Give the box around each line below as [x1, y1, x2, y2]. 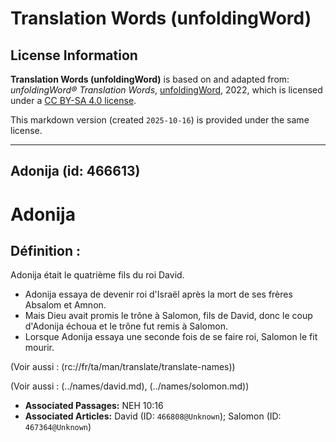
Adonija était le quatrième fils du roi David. [10, 269, 185, 281]
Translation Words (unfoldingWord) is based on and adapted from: [10, 73, 290, 85]
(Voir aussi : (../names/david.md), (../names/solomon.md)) [10, 380, 250, 392]
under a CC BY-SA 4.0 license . [10, 95, 137, 106]
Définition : [10, 242, 81, 259]
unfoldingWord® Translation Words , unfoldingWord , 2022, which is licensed [10, 84, 323, 96]
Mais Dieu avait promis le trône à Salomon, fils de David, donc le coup [24, 310, 313, 322]
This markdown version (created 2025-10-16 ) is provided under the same [10, 114, 310, 126]
